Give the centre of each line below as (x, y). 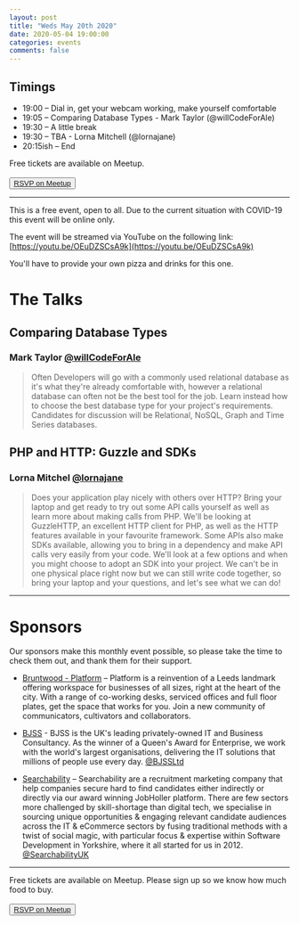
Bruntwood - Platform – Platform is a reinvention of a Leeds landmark (149, 678)
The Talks (46, 300)
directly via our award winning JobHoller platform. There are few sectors (155, 798)
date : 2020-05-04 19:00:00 (59, 34)
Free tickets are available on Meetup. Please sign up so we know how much (148, 880)
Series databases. (64, 424)
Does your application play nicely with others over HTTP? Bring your (156, 497)
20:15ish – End (48, 146)
